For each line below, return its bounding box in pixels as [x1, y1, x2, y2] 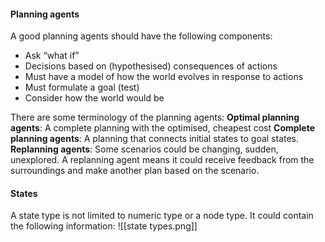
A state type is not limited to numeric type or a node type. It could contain [10, 210, 314, 222]
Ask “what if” [24, 50, 80, 62]
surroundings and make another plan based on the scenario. [10, 165, 260, 177]
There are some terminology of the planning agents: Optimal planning [10, 111, 300, 124]
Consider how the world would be [24, 92, 165, 104]
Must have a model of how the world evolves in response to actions [24, 71, 304, 83]
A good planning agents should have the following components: [10, 30, 273, 42]
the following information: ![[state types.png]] [10, 220, 198, 232]
